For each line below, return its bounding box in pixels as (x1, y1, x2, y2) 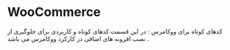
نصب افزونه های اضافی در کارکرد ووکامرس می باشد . (7, 34, 150, 42)
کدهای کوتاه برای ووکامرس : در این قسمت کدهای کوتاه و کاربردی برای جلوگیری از (7, 27, 223, 35)
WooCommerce (7, 4, 101, 20)
